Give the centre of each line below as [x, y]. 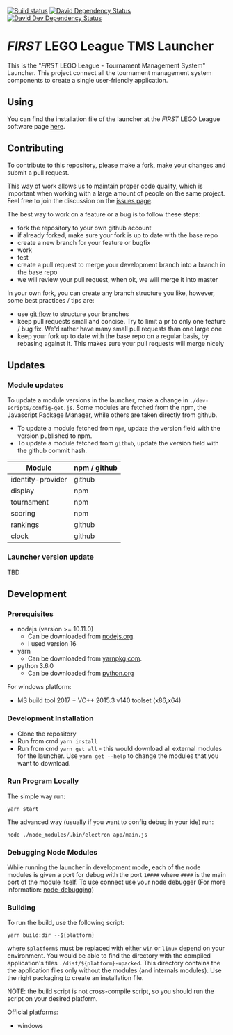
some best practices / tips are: [51, 300]
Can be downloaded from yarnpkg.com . [85, 658]
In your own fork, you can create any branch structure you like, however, [111, 293]
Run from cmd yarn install [57, 741]
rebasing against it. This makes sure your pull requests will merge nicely [121, 343]
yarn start [23, 809]
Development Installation [50, 718]
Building [22, 908]
